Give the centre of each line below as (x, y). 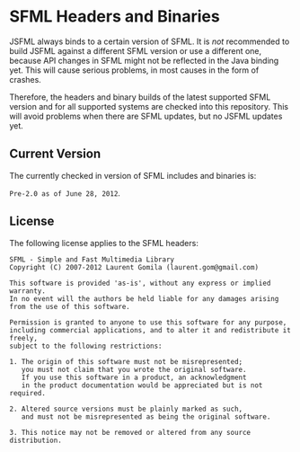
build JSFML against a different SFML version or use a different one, (136, 50)
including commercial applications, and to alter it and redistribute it (150, 330)
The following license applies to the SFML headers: (104, 243)
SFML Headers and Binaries (115, 17)
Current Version (55, 154)
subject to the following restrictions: (86, 346)
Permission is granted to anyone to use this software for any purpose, (148, 322)
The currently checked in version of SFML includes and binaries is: (133, 175)
